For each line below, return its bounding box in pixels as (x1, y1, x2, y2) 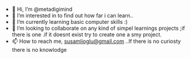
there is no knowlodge (11, 46, 67, 53)
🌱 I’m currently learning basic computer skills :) (11, 18, 128, 25)
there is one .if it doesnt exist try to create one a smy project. (11, 31, 162, 38)
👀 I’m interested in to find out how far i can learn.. (11, 12, 133, 19)
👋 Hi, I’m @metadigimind (11, 6, 73, 13)
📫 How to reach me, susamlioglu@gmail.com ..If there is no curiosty (11, 38, 181, 45)
